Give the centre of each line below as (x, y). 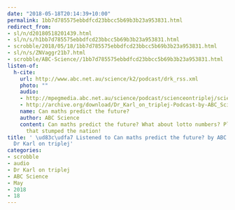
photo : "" (34, 85)
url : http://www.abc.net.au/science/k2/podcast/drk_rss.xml (109, 79)
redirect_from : (29, 27)
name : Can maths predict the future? (75, 111)
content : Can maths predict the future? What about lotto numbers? (120, 124)
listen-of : (23, 66)
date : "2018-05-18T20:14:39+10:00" (59, 14)
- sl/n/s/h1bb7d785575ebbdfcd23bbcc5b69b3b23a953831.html (93, 40)
